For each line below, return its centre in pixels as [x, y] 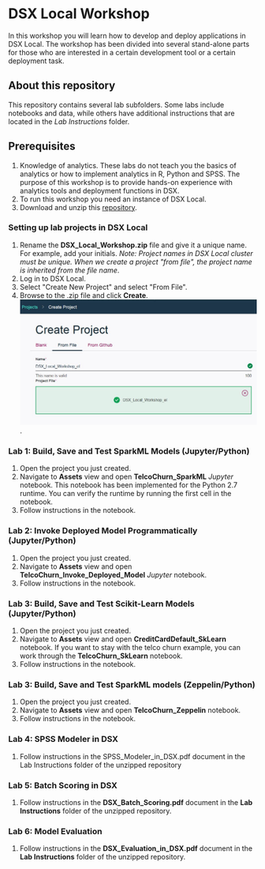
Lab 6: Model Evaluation [55, 831]
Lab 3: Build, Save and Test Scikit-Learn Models [101, 604]
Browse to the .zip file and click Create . [84, 295]
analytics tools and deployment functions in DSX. [99, 190]
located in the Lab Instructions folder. [69, 121]
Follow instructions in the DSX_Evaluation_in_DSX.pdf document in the [136, 848]
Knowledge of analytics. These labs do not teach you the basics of [128, 165]
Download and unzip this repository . [78, 207]
